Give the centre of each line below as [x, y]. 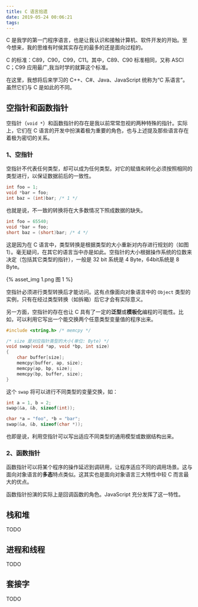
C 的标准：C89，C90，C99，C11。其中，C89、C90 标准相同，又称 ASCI [95, 60]
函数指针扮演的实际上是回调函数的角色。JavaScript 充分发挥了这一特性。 [95, 495]
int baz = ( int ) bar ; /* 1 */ [42, 199]
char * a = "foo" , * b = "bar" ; [43, 419]
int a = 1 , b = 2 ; [29, 402]
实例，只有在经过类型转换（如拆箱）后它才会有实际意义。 [76, 299]
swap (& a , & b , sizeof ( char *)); [45, 424]
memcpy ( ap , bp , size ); [45, 368]
